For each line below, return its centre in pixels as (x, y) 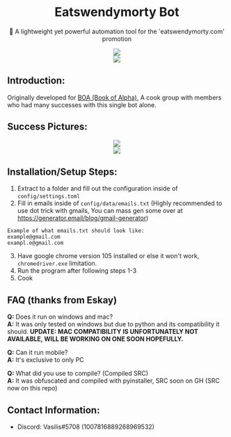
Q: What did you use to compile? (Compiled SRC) (78, 374)
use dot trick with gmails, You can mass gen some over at (100, 211)
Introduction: (36, 81)
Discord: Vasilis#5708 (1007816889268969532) (86, 427)
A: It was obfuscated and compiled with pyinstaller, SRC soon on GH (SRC (114, 381)
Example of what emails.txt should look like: (76, 231)
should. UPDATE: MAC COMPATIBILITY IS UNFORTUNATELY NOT (103, 332)
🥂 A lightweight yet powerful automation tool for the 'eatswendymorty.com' (117, 31)
